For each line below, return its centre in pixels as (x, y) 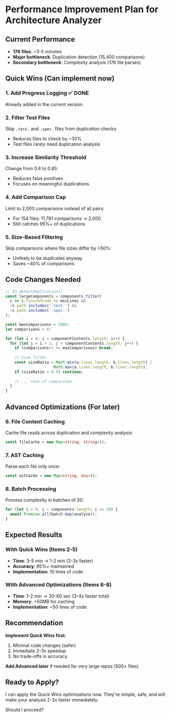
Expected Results (34, 535)
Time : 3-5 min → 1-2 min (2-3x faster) (53, 561)
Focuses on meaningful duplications (51, 184)
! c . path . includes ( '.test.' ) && (43, 306)
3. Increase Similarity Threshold (46, 157)
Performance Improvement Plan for (82, 9)
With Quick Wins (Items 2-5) (41, 549)
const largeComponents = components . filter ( (54, 296)
